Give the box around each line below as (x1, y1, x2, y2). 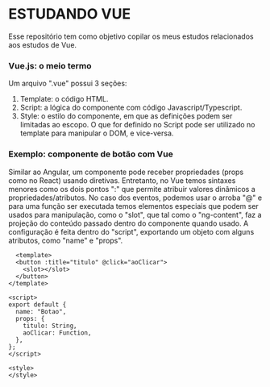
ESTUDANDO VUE (8, 5, 131, 23)
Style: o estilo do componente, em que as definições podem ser (19, 111, 233, 121)
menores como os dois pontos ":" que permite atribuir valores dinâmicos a (8, 184, 255, 193)
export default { (8, 300, 67, 309)
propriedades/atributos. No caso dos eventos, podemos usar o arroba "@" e (8, 193, 263, 202)
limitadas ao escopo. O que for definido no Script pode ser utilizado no (19, 120, 255, 130)
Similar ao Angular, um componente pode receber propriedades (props (8, 167, 244, 177)
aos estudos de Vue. (8, 40, 77, 49)
